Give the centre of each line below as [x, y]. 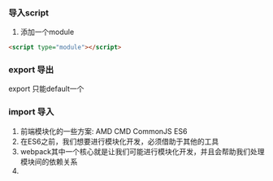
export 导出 [31, 70]
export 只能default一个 [46, 89]
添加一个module [47, 32]
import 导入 [31, 112]
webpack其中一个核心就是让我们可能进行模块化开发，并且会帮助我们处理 [142, 151]
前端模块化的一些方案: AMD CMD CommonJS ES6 [104, 131]
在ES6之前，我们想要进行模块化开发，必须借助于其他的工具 [119, 141]
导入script [28, 12]
